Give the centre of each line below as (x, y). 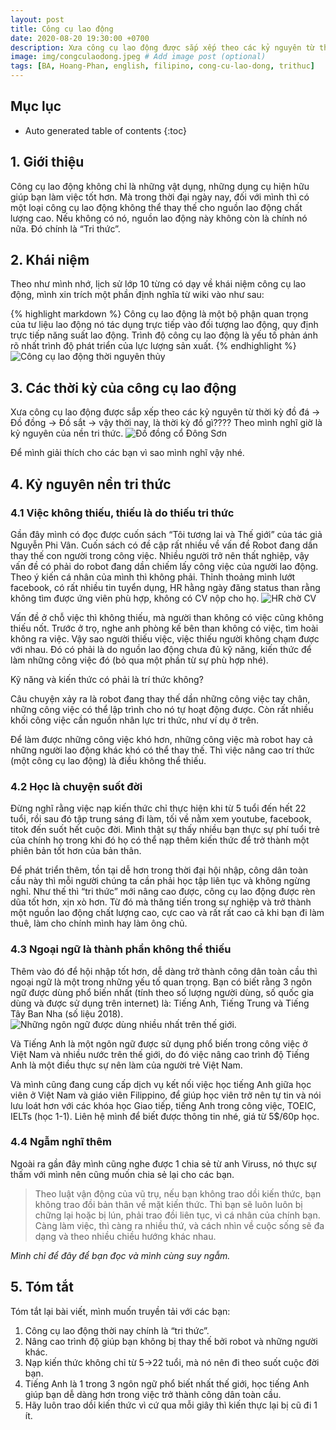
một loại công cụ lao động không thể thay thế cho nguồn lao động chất (156, 207)
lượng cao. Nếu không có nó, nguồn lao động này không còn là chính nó (159, 218)
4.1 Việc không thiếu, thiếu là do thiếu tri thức (122, 513)
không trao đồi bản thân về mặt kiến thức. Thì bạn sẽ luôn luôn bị (168, 1204)
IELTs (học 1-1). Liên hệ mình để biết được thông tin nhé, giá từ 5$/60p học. (165, 1116)
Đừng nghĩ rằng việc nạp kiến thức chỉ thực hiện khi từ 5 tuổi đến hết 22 (158, 808)
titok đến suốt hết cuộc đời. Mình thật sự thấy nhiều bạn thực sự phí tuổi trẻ (165, 830)
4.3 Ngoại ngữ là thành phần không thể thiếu (121, 949)
